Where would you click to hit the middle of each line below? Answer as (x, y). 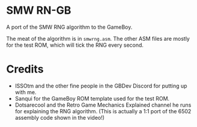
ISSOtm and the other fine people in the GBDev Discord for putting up (101, 86)
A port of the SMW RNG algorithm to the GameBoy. (69, 27)
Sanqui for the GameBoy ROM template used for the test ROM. (92, 98)
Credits (25, 69)
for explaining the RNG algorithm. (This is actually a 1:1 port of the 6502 (103, 111)
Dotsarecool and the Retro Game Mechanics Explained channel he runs (103, 105)
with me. (26, 92)
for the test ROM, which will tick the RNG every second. (75, 45)
